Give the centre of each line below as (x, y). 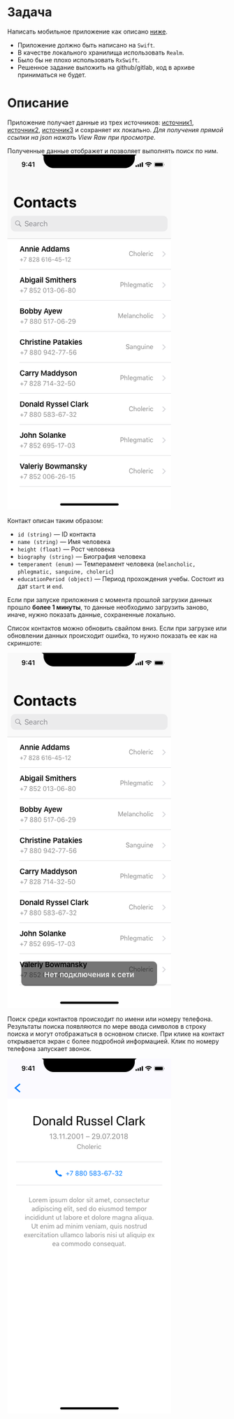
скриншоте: (25, 643)
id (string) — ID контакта (57, 534)
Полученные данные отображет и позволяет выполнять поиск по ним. (113, 150)
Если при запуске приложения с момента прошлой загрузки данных (110, 599)
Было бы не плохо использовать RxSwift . (78, 59)
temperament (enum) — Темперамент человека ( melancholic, (107, 564)
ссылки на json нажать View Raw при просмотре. (81, 137)
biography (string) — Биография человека (81, 556)
